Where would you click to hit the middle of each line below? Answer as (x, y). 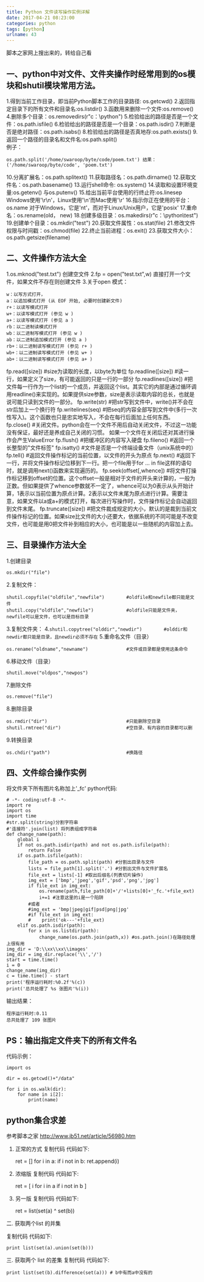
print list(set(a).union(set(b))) (50, 1248)
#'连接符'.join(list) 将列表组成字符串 (52, 829)
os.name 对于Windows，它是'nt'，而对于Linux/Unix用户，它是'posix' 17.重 (99, 208)
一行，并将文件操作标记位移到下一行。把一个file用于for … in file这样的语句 (99, 463)
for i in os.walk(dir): (37, 1089)
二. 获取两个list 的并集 (33, 1223)
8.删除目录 (19, 708)
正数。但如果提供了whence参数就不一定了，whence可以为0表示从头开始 (97, 485)
